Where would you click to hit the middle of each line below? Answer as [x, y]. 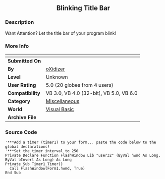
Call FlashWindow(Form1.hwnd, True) [47, 169]
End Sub [13, 173]
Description [20, 22]
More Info [17, 46]
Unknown [57, 77]
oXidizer [55, 69]
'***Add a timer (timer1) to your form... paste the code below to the [81, 143]
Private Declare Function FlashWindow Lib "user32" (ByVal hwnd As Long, [83, 156]
